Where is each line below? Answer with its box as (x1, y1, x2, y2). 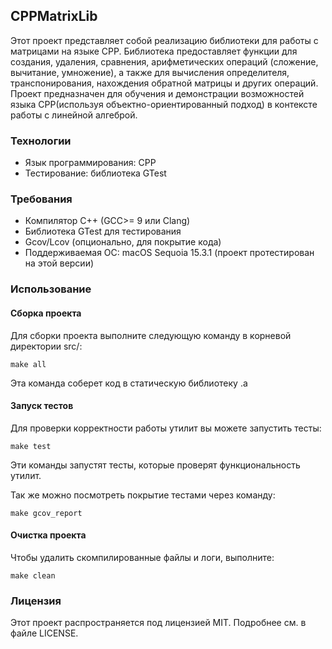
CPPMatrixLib (10, 8, 98, 25)
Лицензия (10, 594, 62, 608)
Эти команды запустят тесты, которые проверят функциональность (10, 459, 301, 471)
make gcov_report (10, 508, 83, 518)
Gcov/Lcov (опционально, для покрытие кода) (24, 236, 222, 248)
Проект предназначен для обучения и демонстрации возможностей (10, 87, 305, 99)
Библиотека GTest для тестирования (24, 225, 182, 238)
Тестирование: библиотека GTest (24, 167, 167, 179)
